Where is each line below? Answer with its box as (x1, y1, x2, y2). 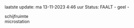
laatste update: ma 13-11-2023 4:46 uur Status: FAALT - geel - (4, 4, 130, 10)
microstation (4, 19, 30, 24)
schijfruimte (4, 14, 29, 19)
